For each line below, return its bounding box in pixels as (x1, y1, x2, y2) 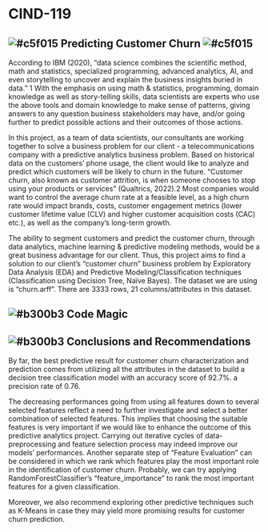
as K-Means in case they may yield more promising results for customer (8, 506, 246, 516)
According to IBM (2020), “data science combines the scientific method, (8, 58, 247, 67)
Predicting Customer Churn (60, 37, 202, 50)
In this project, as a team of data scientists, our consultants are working (8, 133, 244, 142)
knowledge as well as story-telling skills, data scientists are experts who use (8, 92, 260, 101)
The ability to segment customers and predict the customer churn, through (8, 234, 255, 242)
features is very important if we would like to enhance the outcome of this (8, 422, 252, 432)
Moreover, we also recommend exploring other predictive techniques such (8, 498, 254, 507)
